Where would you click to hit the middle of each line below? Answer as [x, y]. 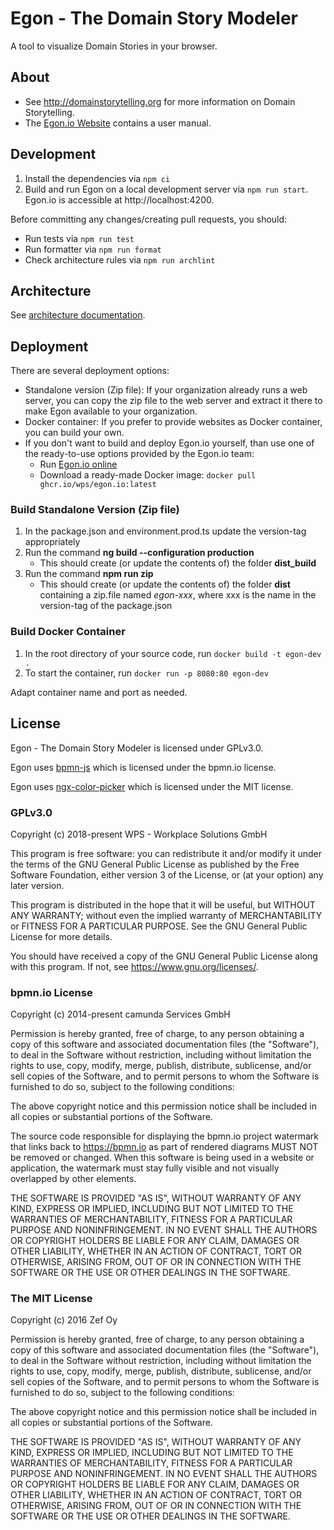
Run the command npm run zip [89, 574]
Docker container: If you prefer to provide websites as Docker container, [173, 422]
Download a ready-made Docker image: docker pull [148, 475]
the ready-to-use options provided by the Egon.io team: [139, 454]
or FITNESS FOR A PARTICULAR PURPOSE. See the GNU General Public [159, 926]
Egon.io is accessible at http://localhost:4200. [119, 199]
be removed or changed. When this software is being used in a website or [162, 1158]
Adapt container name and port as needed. [99, 692]
